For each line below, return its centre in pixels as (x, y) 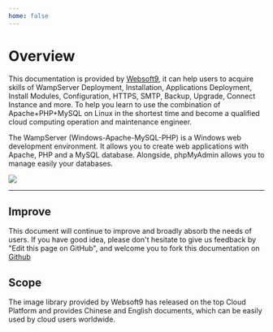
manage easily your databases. (61, 163)
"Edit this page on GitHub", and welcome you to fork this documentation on (134, 248)
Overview (42, 56)
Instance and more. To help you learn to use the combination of (115, 104)
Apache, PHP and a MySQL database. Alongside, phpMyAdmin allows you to (137, 154)
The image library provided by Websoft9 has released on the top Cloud (127, 302)
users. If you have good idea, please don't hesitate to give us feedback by (132, 239)
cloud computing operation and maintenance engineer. (100, 122)
